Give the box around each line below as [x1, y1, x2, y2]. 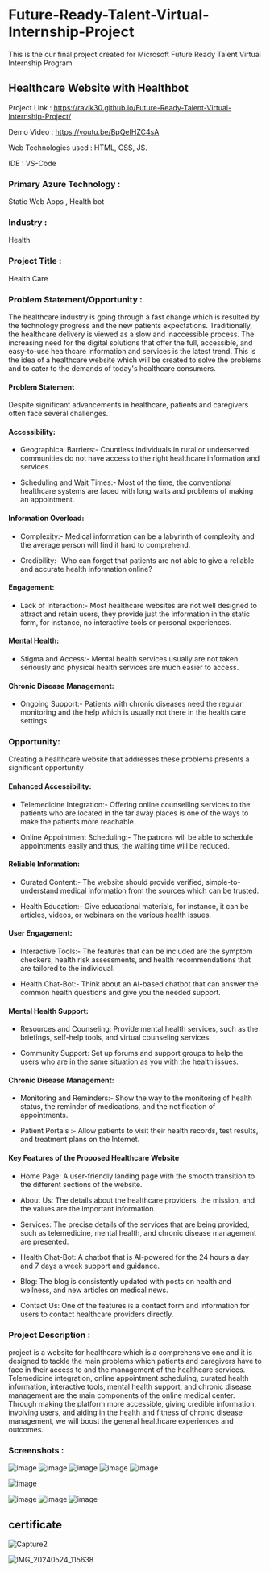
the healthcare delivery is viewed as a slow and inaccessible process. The [8, 329, 255, 339]
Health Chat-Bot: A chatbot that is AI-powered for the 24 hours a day [19, 1252, 250, 1261]
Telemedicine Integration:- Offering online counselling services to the [19, 799, 251, 809]
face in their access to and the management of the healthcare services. [8, 1365, 246, 1374]
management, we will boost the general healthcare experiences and [8, 1416, 234, 1425]
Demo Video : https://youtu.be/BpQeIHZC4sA [8, 127, 160, 136]
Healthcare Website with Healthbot [8, 81, 189, 95]
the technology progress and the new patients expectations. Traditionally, [8, 320, 252, 330]
